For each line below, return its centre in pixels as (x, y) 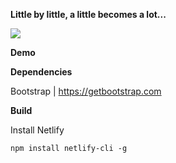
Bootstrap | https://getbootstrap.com (86, 91)
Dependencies (41, 72)
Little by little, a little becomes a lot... (88, 14)
